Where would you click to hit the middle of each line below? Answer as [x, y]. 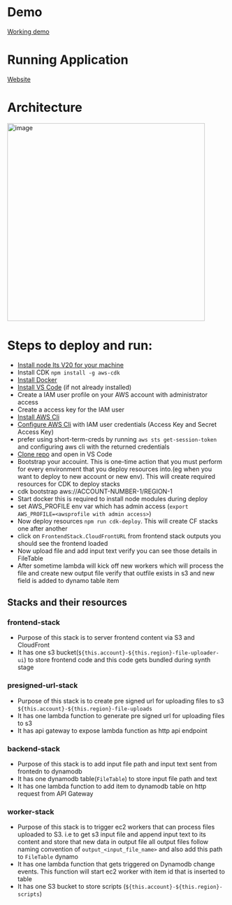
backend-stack [34, 748]
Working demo [29, 31]
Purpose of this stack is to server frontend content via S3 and [106, 638]
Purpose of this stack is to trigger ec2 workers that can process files [116, 827]
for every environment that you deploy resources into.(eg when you [114, 469]
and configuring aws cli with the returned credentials [93, 447]
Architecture [45, 107]
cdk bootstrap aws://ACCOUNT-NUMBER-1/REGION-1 [95, 491]
